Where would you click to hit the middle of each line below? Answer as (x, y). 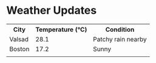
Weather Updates (52, 10)
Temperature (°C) (61, 29)
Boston (19, 49)
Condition (120, 29)
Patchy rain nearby (120, 39)
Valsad (19, 39)
